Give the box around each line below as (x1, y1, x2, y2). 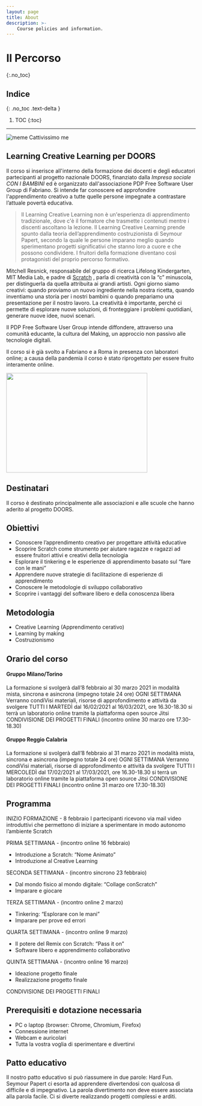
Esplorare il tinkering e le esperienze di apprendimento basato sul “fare (14, 558, 191, 566)
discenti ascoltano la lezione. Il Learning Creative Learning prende (20, 223, 185, 230)
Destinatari (6, 483, 49, 493)
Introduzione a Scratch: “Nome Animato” (14, 851, 116, 858)
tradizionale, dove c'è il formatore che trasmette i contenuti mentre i (20, 217, 189, 224)
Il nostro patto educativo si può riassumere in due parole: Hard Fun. (6, 1074, 173, 1081)
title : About (6, 14, 39, 20)
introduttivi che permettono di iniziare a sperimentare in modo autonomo (6, 821, 186, 828)
